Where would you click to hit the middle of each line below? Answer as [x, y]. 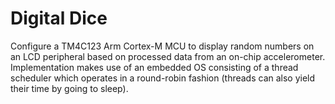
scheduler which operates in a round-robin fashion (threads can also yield [163, 78]
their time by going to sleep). [69, 88]
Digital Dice [59, 18]
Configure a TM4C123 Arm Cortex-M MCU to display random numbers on [162, 46]
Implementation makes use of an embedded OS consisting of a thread [154, 67]
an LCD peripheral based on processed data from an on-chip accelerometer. [168, 56]
